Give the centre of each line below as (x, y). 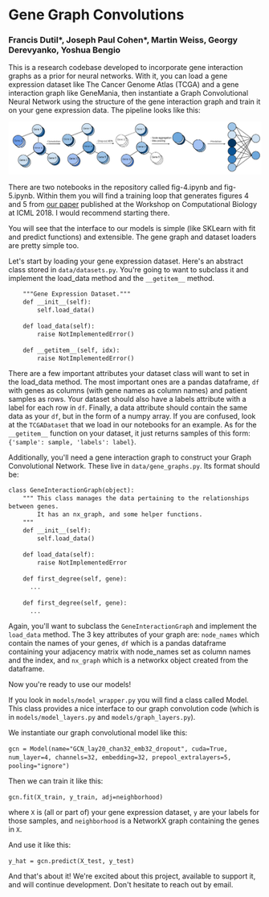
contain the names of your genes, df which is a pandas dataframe (117, 643)
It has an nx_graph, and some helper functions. (120, 515)
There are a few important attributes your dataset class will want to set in (129, 374)
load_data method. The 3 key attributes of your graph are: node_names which (134, 635)
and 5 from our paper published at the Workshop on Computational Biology (133, 205)
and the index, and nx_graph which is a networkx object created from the (128, 660)
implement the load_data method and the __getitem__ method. (112, 279)
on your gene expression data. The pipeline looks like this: (104, 110)
